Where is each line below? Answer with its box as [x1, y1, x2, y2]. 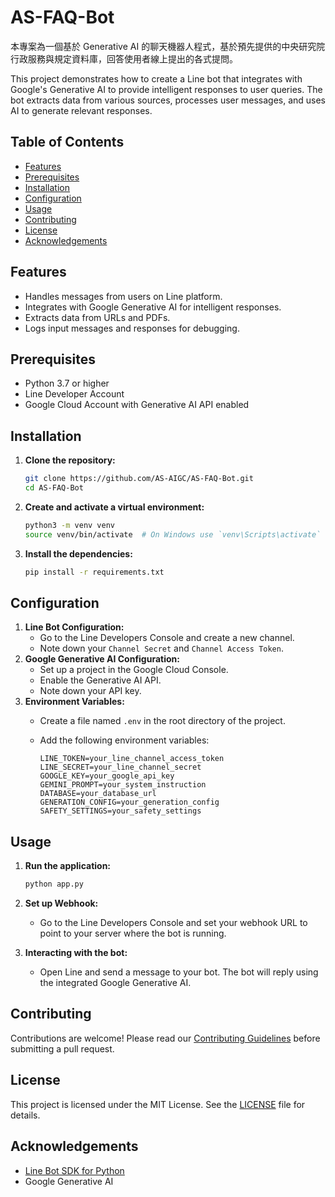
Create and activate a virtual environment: [24, 501, 205, 513]
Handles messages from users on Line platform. [24, 290, 223, 302]
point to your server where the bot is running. [39, 927, 227, 940]
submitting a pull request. [10, 1042, 115, 1055]
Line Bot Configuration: [24, 621, 125, 633]
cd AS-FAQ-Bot [24, 483, 84, 493]
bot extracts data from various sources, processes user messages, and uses [10, 94, 327, 106]
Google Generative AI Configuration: [24, 653, 180, 665]
